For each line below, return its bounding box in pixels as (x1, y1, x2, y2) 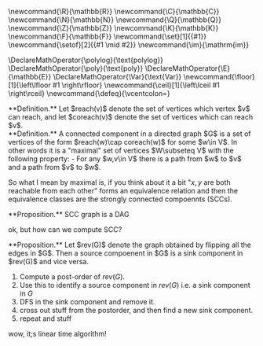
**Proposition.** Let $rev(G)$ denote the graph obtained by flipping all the (8, 240, 251, 249)
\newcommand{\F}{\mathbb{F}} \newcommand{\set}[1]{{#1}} (8, 31, 207, 41)
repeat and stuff (19, 314, 72, 323)
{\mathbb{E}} (8, 72, 52, 81)
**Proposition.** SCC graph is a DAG (8, 210, 130, 219)
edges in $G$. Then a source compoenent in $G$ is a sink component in (8, 248, 243, 258)
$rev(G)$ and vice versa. (8, 257, 89, 266)
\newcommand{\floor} (183, 72, 255, 81)
